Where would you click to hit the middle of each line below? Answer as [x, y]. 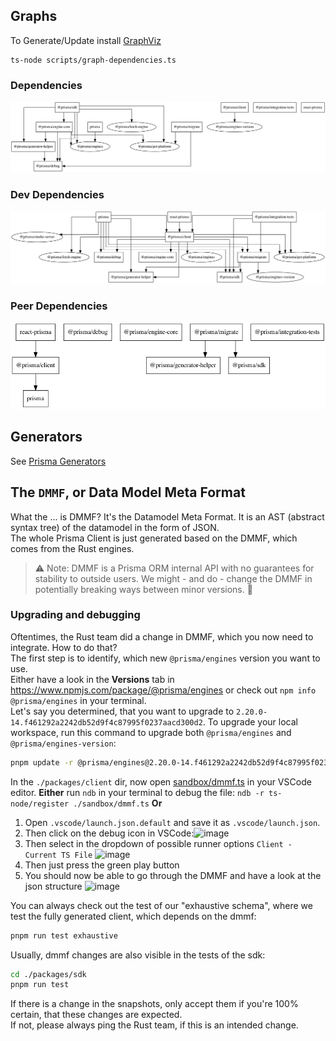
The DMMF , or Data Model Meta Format [128, 492]
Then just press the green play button [102, 865]
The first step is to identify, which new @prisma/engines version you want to [165, 658]
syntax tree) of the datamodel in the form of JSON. [115, 527]
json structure [53, 886]
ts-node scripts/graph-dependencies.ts [93, 60]
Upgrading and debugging [75, 615]
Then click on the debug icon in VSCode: [109, 833]
